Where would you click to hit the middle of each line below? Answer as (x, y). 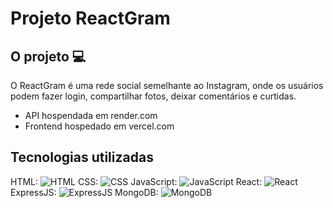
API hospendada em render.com (91, 115)
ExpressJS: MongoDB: (84, 192)
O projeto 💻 (48, 56)
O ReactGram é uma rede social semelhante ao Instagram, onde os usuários (167, 85)
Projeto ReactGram (90, 18)
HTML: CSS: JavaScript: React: (136, 181)
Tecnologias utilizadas (82, 157)
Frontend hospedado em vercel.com (99, 126)
